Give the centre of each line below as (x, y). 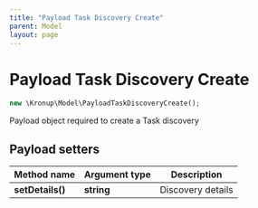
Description (196, 175)
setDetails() (40, 189)
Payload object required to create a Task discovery (104, 121)
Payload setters (55, 149)
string (97, 189)
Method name (44, 175)
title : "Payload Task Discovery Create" (87, 18)
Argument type (117, 175)
